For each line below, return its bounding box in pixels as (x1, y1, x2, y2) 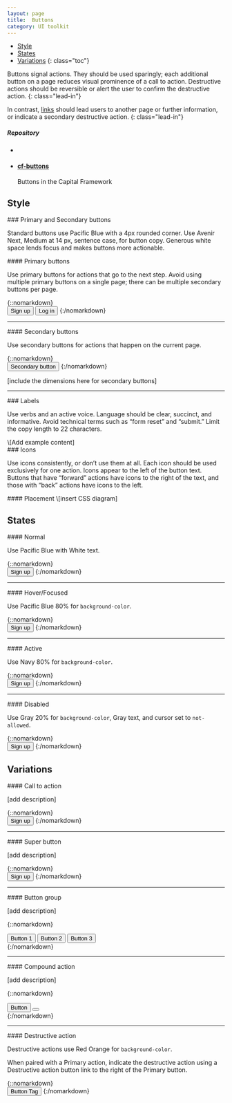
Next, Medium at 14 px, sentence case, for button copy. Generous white (7, 237, 211, 245)
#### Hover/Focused (7, 588, 68, 597)
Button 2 (40, 934, 63, 942)
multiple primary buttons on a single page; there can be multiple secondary (7, 278, 222, 286)
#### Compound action (7, 962, 75, 970)
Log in (39, 307, 55, 315)
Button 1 (10, 934, 32, 942)
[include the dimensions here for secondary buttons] (7, 377, 157, 385)
